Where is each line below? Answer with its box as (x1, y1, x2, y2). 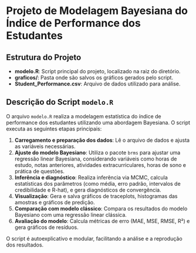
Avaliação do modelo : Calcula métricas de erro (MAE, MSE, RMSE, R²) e (14, 217, 190, 224)
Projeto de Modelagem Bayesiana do (6, 4, 188, 18)
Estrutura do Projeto (6, 52, 82, 62)
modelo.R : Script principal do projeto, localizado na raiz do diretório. (14, 68, 181, 74)
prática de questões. (14, 167, 65, 175)
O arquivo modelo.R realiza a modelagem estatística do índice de (6, 112, 161, 119)
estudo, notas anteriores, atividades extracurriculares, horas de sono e (14, 161, 187, 168)
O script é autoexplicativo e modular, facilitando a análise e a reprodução (6, 235, 183, 242)
